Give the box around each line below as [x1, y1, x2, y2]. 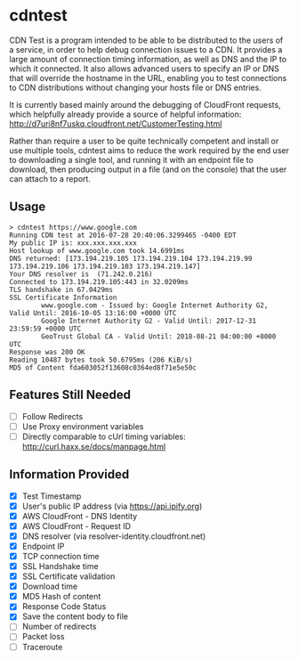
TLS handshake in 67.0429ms [9, 285, 114, 294]
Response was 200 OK [9, 347, 86, 356]
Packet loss [21, 631, 65, 642]
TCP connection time [21, 550, 100, 561]
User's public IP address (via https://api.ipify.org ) [21, 501, 203, 511]
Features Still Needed [9, 387, 132, 403]
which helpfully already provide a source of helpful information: [9, 109, 242, 119]
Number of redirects [21, 621, 97, 632]
